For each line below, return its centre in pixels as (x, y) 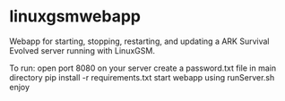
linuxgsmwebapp (75, 17)
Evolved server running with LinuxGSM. (82, 50)
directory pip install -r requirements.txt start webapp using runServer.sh (142, 77)
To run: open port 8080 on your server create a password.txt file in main (142, 68)
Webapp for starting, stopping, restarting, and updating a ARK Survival (140, 41)
